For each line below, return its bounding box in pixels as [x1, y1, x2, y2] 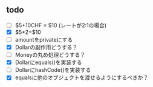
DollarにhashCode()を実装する [15, 66, 91, 74]
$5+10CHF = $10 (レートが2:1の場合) [15, 21, 107, 29]
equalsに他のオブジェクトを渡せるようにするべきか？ [15, 74, 149, 81]
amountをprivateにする [15, 36, 73, 43]
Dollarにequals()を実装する [15, 59, 83, 66]
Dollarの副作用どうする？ [15, 43, 78, 51]
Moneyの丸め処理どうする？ [15, 51, 86, 59]
